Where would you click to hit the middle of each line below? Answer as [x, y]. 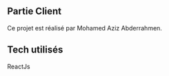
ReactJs [19, 66]
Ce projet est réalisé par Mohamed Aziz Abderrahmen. [84, 28]
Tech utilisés [35, 50]
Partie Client [34, 11]
